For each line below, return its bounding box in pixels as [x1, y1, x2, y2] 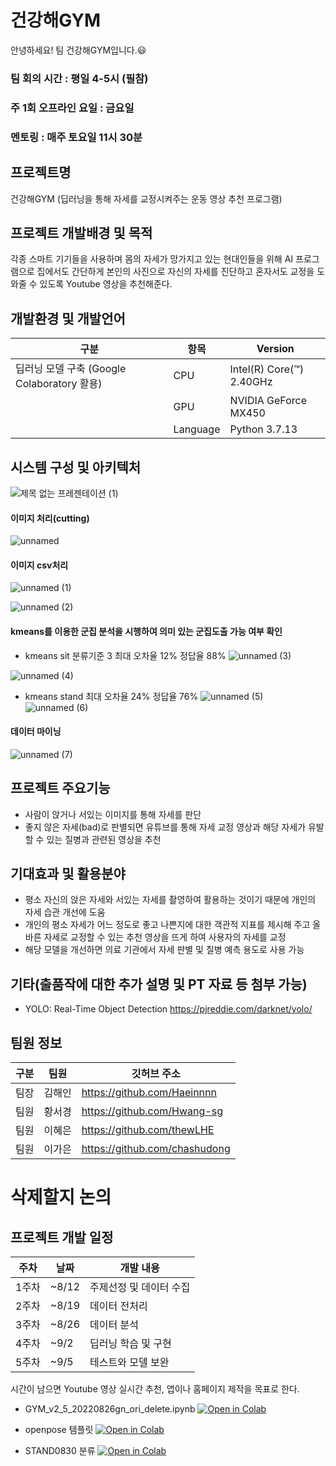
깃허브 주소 [131, 1067, 181, 1081]
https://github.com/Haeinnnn [81, 1086, 217, 1100]
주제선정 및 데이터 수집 [89, 1281, 191, 1295]
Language [173, 422, 221, 436]
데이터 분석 [89, 1318, 139, 1332]
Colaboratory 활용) [15, 377, 103, 391]
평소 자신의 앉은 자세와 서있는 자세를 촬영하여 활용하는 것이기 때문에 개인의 [24, 894, 317, 906]
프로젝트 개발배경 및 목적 [10, 224, 153, 241]
